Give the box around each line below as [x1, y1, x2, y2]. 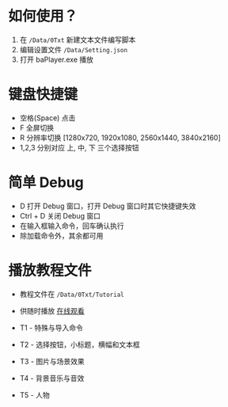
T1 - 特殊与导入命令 [19, 322, 83, 333]
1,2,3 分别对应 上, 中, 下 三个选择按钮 [19, 143, 140, 152]
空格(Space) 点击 [19, 112, 76, 123]
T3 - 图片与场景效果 [19, 356, 85, 366]
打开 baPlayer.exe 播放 [19, 55, 93, 64]
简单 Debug [8, 173, 85, 192]
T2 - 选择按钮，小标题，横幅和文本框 [19, 340, 140, 349]
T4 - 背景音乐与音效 [19, 373, 85, 382]
